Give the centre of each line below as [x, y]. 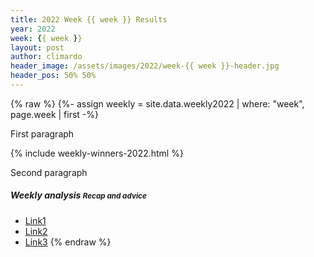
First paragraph [42, 133]
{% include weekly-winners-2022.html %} [97, 153]
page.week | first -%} [54, 114]
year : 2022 [33, 29]
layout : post [37, 47]
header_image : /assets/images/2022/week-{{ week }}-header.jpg [145, 66]
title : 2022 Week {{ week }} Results [89, 19]
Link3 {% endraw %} [68, 242]
